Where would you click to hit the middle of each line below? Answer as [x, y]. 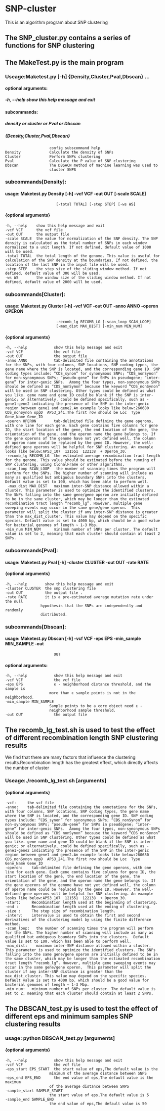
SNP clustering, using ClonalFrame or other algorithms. [65, 465]
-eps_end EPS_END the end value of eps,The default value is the [79, 1078]
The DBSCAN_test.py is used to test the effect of [82, 1008]
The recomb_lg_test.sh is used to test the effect [80, 730]
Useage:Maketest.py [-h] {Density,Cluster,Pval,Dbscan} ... [77, 76]
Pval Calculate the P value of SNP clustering [70, 161]
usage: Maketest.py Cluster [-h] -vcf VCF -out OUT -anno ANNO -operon [82, 306]
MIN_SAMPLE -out [24, 644]
